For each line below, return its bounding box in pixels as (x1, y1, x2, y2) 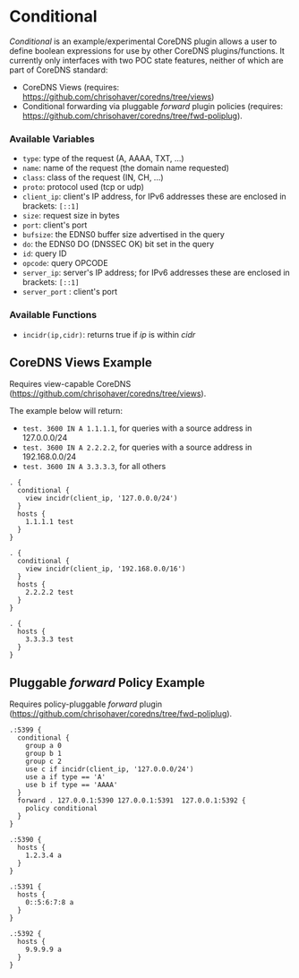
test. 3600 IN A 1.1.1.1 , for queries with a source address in (21, 423, 252, 433)
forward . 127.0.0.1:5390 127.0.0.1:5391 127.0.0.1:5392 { (17, 796, 246, 805)
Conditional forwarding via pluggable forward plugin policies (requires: (21, 100, 284, 111)
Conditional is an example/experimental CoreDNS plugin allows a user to (9, 36, 278, 47)
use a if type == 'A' (25, 773, 106, 782)
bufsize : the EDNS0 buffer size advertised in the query (21, 229, 226, 240)
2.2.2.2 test (25, 588, 74, 597)
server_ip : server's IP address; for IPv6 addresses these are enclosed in (21, 267, 291, 279)
